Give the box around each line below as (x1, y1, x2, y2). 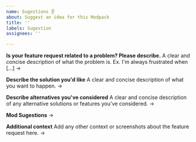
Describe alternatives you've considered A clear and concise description (6, 94, 187, 101)
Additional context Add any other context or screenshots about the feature (6, 123, 190, 130)
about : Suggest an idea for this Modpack (6, 14, 110, 20)
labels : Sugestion (6, 25, 51, 31)
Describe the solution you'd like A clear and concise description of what (6, 76, 184, 83)
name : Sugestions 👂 (6, 8, 55, 15)
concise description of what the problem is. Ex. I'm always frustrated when (6, 59, 188, 66)
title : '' (6, 20, 31, 25)
